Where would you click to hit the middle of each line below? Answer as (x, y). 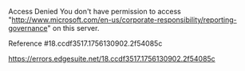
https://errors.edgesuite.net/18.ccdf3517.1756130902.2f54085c (112, 59)
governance (28, 28)
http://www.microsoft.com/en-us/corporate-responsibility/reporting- (124, 20)
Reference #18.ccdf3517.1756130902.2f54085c (85, 43)
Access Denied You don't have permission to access (95, 11)
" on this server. (73, 28)
